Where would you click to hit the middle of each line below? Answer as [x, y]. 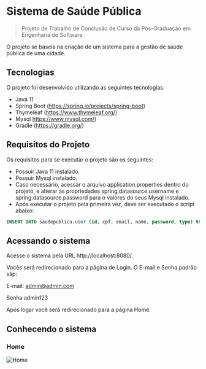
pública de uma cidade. [36, 53]
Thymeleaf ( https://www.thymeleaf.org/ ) [66, 112]
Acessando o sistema [48, 241]
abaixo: [25, 211]
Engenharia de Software [52, 34]
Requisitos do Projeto [48, 145]
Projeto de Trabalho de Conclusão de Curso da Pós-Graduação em [106, 28]
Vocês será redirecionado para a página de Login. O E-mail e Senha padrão [102, 268]
